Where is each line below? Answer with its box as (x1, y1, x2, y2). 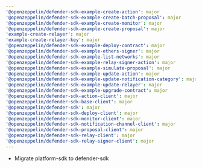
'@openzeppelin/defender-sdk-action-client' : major (5, 93, 138, 99)
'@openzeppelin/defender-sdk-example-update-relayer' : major (5, 82, 163, 88)
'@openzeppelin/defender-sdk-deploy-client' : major (5, 110, 138, 116)
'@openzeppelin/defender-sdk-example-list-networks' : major (5, 54, 160, 60)
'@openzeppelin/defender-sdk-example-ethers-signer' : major (5, 48, 160, 54)
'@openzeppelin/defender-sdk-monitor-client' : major (5, 115, 141, 121)
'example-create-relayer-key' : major (5, 37, 101, 43)
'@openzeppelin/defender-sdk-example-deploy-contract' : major (5, 43, 165, 49)
